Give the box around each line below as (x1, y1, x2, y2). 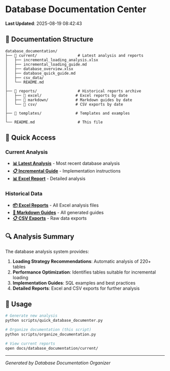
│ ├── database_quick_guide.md (5, 71, 76, 76)
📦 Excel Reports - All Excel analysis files (12, 202, 99, 208)
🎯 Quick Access (5, 133, 56, 142)
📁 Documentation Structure (5, 35, 94, 44)
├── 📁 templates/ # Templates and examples (5, 111, 130, 116)
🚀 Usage (5, 299, 32, 308)
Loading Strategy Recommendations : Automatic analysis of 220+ (12, 258, 151, 264)
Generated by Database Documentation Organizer (5, 359, 111, 366)
